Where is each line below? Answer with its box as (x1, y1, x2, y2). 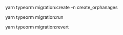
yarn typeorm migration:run (5, 14, 64, 20)
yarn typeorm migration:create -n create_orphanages (5, 5, 118, 10)
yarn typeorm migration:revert (5, 24, 69, 30)
